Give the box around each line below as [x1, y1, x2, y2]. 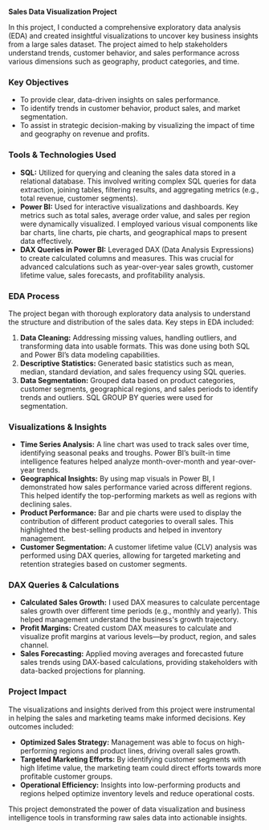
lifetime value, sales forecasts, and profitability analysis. [19, 270, 206, 280]
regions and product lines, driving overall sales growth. [59, 745, 241, 755]
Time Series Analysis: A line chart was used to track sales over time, [19, 440, 250, 449]
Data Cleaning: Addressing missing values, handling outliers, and [19, 332, 237, 342]
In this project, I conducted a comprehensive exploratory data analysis [8, 23, 241, 31]
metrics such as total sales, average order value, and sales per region [19, 210, 251, 220]
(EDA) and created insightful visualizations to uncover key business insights [8, 31, 259, 40]
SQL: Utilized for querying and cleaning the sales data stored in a [19, 167, 236, 177]
